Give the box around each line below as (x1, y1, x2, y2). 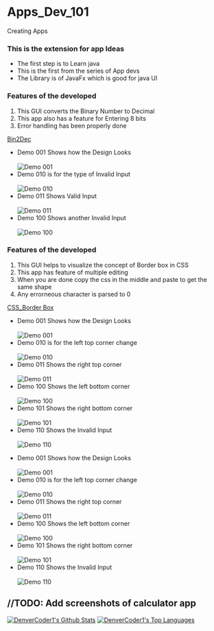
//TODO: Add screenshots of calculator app (7, 597, 197, 609)
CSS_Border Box (7, 303, 54, 311)
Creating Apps (7, 27, 48, 35)
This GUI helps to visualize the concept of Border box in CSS (16, 261, 189, 269)
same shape (16, 283, 52, 291)
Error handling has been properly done (16, 121, 127, 130)
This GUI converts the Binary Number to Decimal (16, 107, 155, 115)
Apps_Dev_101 (7, 4, 89, 20)
